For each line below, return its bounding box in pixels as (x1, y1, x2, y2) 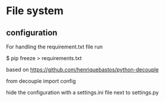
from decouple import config (6, 78, 76, 84)
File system (6, 4, 64, 18)
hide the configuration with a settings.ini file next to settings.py (6, 89, 159, 96)
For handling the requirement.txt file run (6, 43, 103, 50)
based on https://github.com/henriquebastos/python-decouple (6, 66, 159, 73)
